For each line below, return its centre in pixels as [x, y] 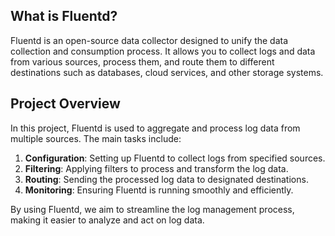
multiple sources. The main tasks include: [96, 138]
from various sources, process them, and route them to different [142, 61]
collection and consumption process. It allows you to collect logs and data [163, 51]
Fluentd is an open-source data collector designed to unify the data [149, 40]
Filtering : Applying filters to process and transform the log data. [156, 168]
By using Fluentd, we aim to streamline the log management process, [152, 209]
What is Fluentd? [64, 16]
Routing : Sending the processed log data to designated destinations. [166, 179]
